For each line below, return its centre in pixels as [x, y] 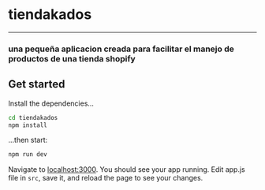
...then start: [28, 140]
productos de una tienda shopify [72, 58]
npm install [28, 125]
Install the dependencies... [51, 103]
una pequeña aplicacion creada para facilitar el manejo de [121, 49]
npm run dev [28, 155]
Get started [37, 84]
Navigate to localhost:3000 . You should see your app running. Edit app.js [127, 170]
